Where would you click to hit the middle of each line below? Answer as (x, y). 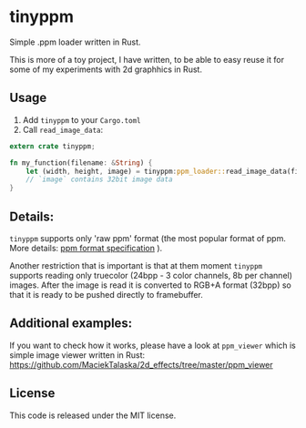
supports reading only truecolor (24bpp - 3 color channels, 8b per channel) (151, 275)
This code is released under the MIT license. (93, 415)
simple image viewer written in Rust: (77, 355)
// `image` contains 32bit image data (99, 179)
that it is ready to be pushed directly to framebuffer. (106, 294)
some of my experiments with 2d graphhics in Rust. (106, 69)
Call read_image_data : (63, 129)
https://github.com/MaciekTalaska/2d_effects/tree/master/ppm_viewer (141, 364)
